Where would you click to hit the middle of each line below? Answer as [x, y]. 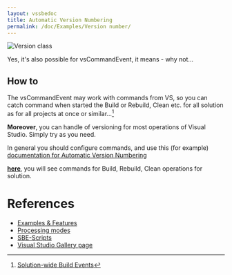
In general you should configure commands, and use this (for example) [108, 148]
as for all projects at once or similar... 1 [61, 113]
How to [23, 81]
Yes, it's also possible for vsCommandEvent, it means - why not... [100, 59]
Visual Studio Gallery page [55, 245]
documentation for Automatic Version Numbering [77, 155]
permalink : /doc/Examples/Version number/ [69, 26]
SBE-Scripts [34, 237]
